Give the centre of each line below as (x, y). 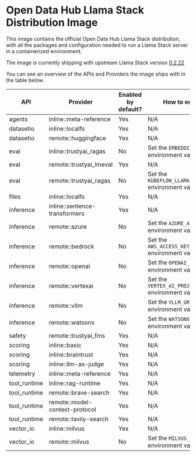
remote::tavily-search (79, 419)
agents (18, 119)
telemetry (22, 373)
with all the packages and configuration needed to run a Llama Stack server (97, 45)
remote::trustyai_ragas (80, 180)
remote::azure (68, 226)
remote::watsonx (72, 322)
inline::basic (65, 345)
